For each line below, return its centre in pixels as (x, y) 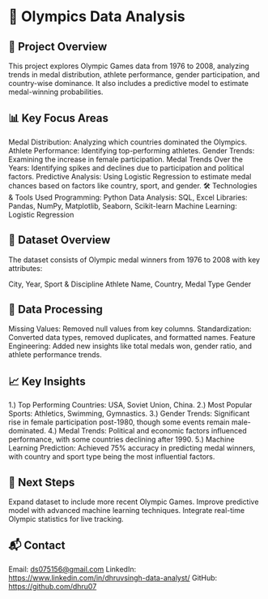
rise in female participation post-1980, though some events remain (119, 422)
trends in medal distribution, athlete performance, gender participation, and (134, 75)
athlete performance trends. (55, 355)
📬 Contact (37, 546)
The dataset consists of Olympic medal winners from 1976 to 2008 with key (134, 260)
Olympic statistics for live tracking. (66, 519)
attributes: (26, 268)
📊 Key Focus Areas (59, 118)
